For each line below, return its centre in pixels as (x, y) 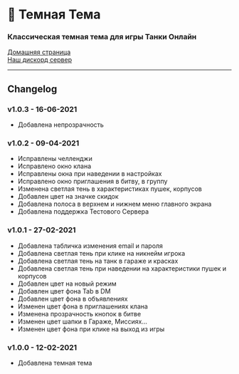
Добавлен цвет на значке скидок (68, 197)
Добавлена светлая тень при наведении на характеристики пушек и (122, 268)
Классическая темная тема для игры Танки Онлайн (102, 37)
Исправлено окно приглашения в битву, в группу (92, 182)
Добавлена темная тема (55, 363)
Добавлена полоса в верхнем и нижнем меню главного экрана (115, 204)
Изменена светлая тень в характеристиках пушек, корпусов (110, 189)
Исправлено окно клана (54, 166)
